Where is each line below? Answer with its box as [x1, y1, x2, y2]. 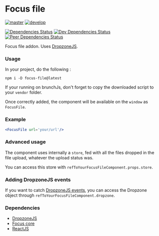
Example [5, 116, 26, 123]
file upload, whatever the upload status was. [5, 155, 94, 160]
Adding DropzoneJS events [5, 176, 71, 183]
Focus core [12, 220, 35, 226]
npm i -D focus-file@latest [5, 76, 62, 81]
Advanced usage [5, 139, 46, 145]
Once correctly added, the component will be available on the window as [5, 99, 148, 105]
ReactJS [12, 226, 29, 232]
